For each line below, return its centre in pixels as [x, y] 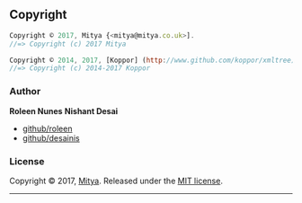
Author [25, 92]
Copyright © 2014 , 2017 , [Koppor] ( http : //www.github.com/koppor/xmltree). [154, 60]
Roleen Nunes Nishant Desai [64, 110]
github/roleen [47, 128]
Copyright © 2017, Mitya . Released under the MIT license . [116, 181]
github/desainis [51, 137]
